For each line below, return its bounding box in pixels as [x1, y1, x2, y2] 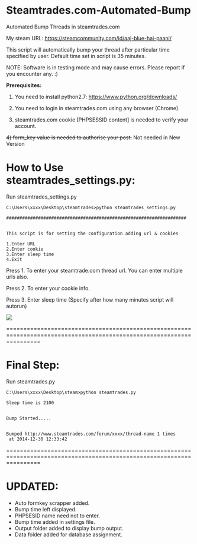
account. [14, 122, 37, 129]
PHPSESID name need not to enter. [14, 512, 101, 519]
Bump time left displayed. [14, 505, 77, 513]
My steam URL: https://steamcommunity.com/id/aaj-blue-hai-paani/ [6, 34, 172, 41]
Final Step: [6, 359, 60, 372]
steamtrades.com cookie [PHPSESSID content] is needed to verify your [14, 116, 189, 123]
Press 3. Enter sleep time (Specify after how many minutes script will [6, 296, 174, 303]
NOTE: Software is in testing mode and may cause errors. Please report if [6, 63, 185, 71]
